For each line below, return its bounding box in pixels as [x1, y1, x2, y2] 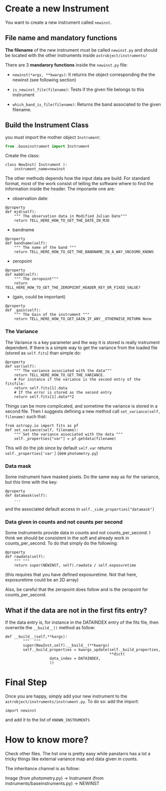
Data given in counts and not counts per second [5, 518, 123, 525]
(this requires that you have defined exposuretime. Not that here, [5, 572, 138, 577]
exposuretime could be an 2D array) [5, 577, 79, 583]
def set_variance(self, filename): [5, 428, 79, 432]
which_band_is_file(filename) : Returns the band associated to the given [12, 101, 161, 107]
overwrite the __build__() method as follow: [5, 625, 96, 631]
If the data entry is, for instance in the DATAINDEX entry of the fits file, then [5, 619, 159, 626]
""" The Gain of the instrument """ [14, 312, 90, 317]
